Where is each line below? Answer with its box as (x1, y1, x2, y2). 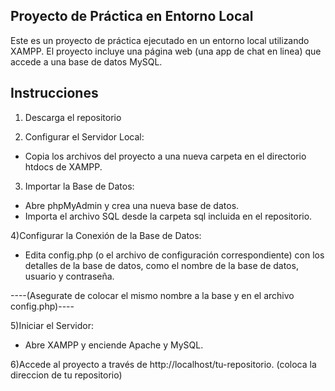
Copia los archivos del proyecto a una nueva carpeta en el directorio (24, 150, 307, 162)
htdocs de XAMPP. (24, 160, 103, 173)
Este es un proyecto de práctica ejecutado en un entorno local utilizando (10, 34, 310, 46)
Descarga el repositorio (24, 111, 122, 123)
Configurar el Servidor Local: (24, 130, 145, 143)
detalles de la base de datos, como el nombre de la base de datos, (24, 259, 299, 271)
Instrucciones (10, 85, 99, 102)
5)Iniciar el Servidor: (10, 319, 94, 331)
